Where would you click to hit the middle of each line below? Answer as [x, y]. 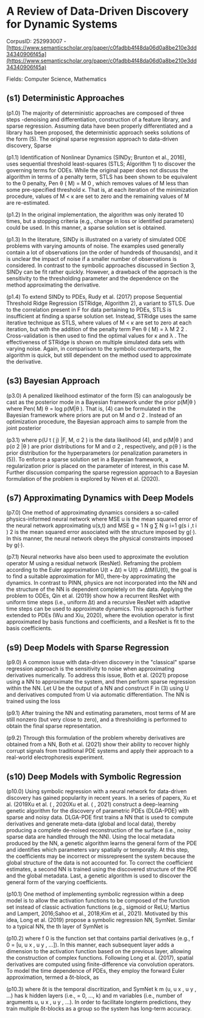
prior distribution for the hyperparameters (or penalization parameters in [97, 453]
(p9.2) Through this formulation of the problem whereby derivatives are [96, 738]
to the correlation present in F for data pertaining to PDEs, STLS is [89, 309]
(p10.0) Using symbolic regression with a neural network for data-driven [97, 791]
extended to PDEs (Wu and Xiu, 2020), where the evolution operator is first [100, 615]
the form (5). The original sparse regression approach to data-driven [92, 139]
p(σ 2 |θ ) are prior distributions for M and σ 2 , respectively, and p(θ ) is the [101, 446]
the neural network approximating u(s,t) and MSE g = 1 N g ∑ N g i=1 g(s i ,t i [101, 525]
